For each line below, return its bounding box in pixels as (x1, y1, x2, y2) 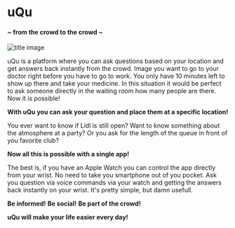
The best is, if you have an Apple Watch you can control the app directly (7, 163, 216, 172)
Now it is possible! (7, 94, 60, 102)
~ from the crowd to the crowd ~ (7, 27, 103, 36)
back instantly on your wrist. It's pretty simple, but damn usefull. (7, 186, 193, 194)
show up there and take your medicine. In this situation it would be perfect (7, 79, 222, 88)
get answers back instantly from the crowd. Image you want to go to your (7, 65, 220, 73)
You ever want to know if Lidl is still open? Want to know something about (7, 121, 220, 130)
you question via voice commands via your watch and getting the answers (7, 178, 222, 187)
